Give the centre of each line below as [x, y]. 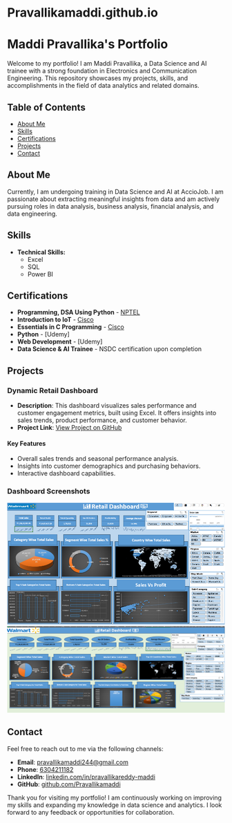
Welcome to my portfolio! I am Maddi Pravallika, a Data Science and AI [107, 64]
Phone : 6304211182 [45, 769]
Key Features [27, 443]
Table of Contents [47, 107]
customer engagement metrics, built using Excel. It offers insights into [117, 413]
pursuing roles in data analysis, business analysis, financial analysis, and [110, 206]
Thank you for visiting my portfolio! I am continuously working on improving [115, 797]
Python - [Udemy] [43, 334]
